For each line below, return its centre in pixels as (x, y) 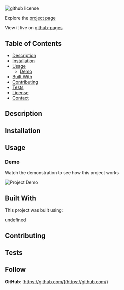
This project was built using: (34, 210)
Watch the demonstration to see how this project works (62, 173)
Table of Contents (34, 43)
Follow (16, 270)
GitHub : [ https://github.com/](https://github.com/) (57, 282)
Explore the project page (30, 18)
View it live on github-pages (34, 28)
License (20, 92)
